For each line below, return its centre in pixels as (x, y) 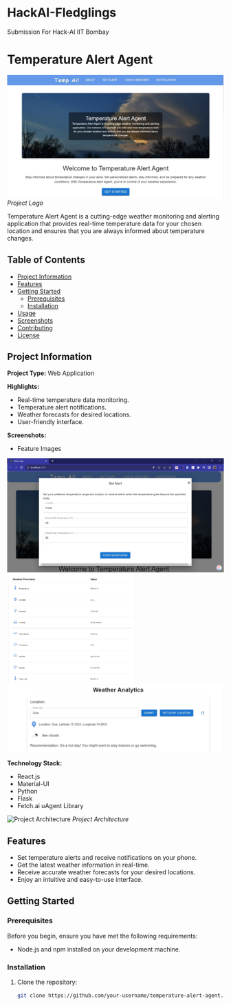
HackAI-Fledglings (62, 13)
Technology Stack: (35, 763)
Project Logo (25, 203)
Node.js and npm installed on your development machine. (99, 949)
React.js (29, 776)
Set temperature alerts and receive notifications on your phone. (107, 857)
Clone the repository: (47, 982)
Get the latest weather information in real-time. (83, 865)
